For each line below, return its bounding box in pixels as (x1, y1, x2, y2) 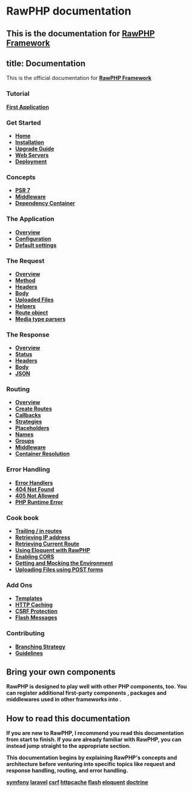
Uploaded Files (15, 295, 54, 303)
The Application (6, 215, 55, 223)
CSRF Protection (15, 607, 58, 615)
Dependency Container (15, 200, 76, 207)
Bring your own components (6, 667, 116, 678)
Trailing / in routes (15, 527, 62, 535)
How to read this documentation (6, 713, 130, 724)
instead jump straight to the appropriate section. (6, 742, 131, 750)
